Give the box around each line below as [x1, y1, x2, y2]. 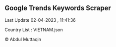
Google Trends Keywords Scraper [4, 4, 111, 12]
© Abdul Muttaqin [4, 36, 42, 42]
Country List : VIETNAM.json [4, 27, 63, 33]
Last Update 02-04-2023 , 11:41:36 [4, 17, 76, 23]
